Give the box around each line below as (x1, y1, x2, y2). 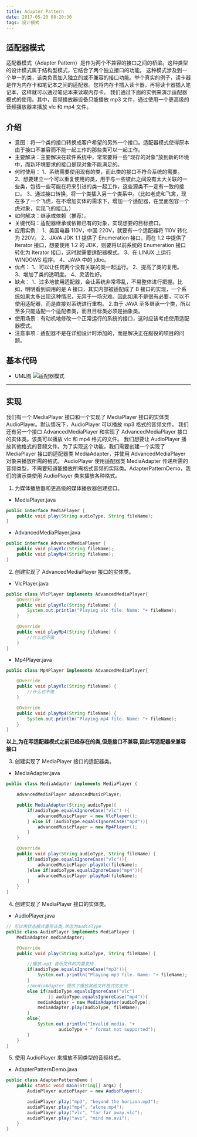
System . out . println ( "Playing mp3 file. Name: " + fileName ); (37, 972, 188, 978)
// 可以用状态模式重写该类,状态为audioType (6, 923, 101, 929)
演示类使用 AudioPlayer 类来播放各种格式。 (16, 472, 121, 479)
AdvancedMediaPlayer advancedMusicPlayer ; (16, 791, 122, 798)
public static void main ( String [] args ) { (16, 1083, 122, 1089)
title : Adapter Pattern (6, 8, 64, 15)
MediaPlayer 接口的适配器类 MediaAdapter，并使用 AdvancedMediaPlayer (6, 450, 186, 457)
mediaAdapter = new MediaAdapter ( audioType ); (37, 999, 151, 1005)
